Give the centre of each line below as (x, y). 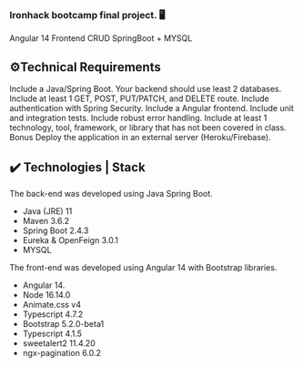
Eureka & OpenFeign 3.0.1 (70, 240)
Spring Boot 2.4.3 (56, 230)
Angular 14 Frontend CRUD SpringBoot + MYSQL (101, 38)
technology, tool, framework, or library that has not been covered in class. (148, 127)
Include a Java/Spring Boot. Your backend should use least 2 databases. (146, 89)
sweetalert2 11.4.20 (59, 343)
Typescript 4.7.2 (53, 314)
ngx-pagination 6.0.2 (62, 352)
